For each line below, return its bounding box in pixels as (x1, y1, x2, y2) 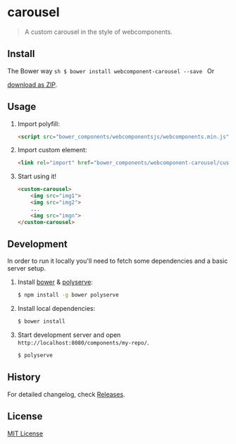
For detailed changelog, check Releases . (7, 390, 125, 398)
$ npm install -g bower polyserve (17, 292, 119, 299)
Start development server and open (17, 331, 121, 339)
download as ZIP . (7, 80, 58, 89)
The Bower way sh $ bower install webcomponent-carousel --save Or (7, 66, 215, 75)
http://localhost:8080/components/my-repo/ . (17, 338, 149, 347)
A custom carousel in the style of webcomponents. (24, 27, 173, 36)
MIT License (7, 429, 44, 438)
